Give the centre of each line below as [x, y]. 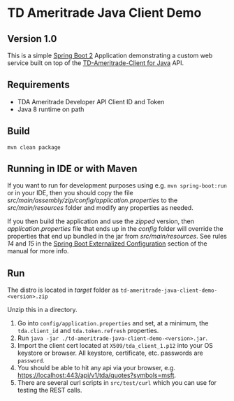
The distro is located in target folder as [63, 290]
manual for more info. [38, 251]
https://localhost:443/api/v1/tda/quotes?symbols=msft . [97, 375]
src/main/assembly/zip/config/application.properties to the [93, 200]
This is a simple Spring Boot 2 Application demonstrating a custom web [110, 55]
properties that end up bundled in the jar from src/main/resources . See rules [117, 237]
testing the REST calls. [50, 391]
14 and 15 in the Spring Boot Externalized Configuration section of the [107, 244]
